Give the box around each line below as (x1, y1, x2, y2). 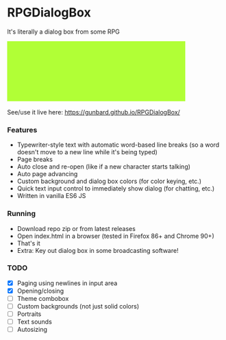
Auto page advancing (16, 170, 78, 178)
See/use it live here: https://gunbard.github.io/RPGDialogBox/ (7, 108, 180, 116)
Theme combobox (16, 294, 69, 302)
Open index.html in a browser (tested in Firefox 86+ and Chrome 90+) (16, 232, 214, 240)
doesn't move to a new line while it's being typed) (16, 148, 158, 156)
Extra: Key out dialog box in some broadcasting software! (16, 246, 179, 254)
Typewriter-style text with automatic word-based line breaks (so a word (16, 141, 220, 149)
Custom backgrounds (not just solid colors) (16, 302, 140, 311)
